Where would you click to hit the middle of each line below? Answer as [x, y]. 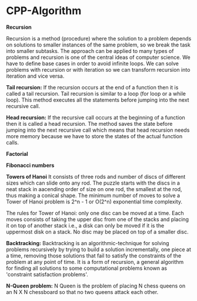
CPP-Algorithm [44, 11]
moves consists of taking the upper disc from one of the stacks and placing [98, 219]
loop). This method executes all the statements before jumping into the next [98, 100]
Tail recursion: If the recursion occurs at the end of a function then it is [92, 87]
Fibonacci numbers [30, 165]
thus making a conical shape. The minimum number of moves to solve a [93, 195]
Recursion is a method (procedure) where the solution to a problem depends [99, 38]
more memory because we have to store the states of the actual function [94, 136]
